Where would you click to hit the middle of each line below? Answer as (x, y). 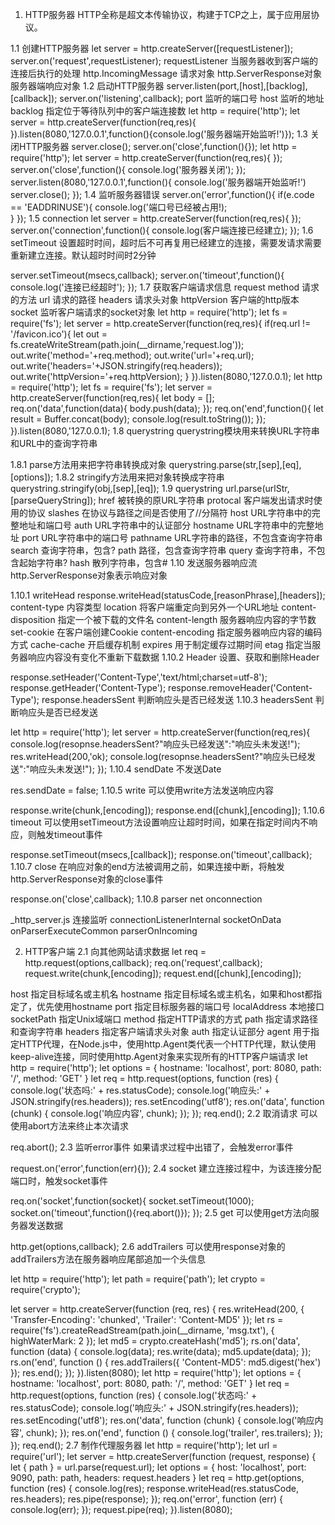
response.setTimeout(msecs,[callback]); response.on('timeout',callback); (161, 854)
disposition (33, 619)
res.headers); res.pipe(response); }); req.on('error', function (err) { (147, 1499)
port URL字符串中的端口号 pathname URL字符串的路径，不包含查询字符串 (172, 537)
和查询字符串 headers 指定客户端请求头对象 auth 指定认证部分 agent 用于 (160, 1031)
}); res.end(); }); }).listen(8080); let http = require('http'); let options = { (156, 1372)
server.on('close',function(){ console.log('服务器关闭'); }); (128, 169)
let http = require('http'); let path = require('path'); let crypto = (138, 1279)
